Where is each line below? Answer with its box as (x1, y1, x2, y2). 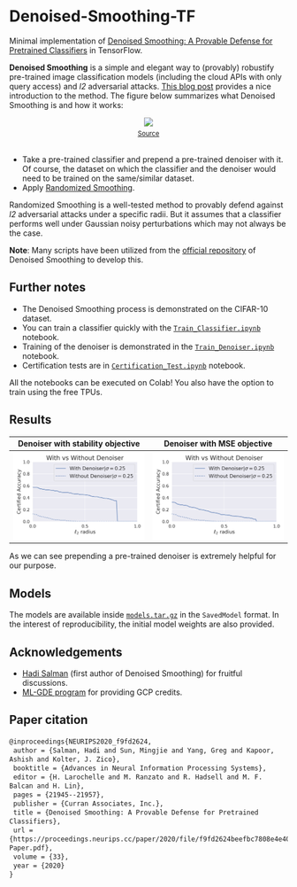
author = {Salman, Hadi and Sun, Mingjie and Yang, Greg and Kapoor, (12, 746, 275, 755)
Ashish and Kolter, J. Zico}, (9, 755, 121, 764)
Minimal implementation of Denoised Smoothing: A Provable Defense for (9, 35, 273, 46)
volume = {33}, (12, 852, 69, 861)
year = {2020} (12, 861, 65, 870)
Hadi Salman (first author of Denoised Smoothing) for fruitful (21, 667, 243, 679)
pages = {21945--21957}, (12, 790, 104, 799)
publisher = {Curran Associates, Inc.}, (12, 799, 164, 808)
